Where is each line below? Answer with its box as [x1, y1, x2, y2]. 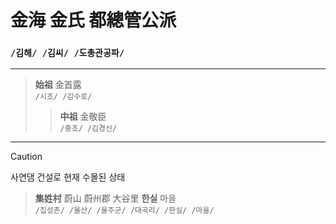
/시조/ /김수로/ [34, 92, 93, 102]
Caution [10, 151, 43, 163]
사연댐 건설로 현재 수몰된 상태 [10, 171, 126, 183]
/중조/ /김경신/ [59, 124, 118, 134]
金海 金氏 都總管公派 [10, 9, 177, 32]
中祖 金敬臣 [59, 111, 107, 123]
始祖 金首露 [34, 79, 82, 91]
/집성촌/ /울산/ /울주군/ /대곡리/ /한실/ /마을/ [34, 206, 215, 216]
